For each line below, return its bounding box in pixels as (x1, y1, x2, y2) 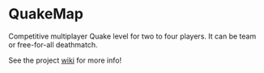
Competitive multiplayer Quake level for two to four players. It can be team (8, 31, 257, 41)
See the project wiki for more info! (8, 55, 122, 65)
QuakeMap (8, 5, 83, 23)
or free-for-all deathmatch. (8, 39, 98, 49)
